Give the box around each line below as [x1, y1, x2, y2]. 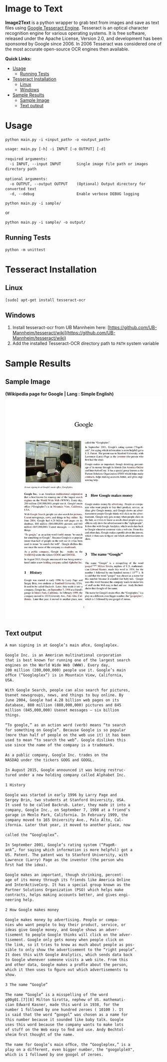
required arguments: [5, 156, 48, 161]
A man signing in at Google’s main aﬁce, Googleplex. [5, 643, 120, 648]
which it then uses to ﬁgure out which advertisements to [5, 967, 128, 973]
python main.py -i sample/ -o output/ [5, 220, 86, 225]
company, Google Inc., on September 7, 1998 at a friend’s [5, 807, 131, 813]
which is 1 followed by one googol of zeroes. [5, 1052, 104, 1058]
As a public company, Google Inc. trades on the [5, 752, 108, 758]
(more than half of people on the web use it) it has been [5, 732, 131, 738]
